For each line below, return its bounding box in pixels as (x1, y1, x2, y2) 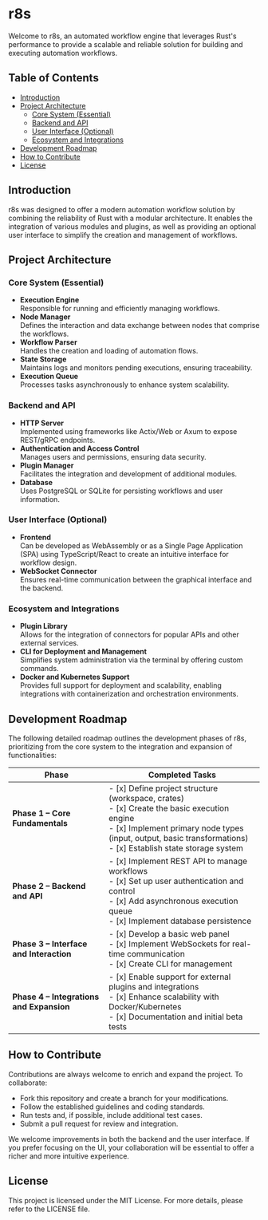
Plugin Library (19, 622, 68, 631)
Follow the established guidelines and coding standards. (19, 1102, 205, 1111)
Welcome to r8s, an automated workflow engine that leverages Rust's (8, 31, 237, 41)
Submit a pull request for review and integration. (19, 1119, 179, 1128)
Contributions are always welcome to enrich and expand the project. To (8, 1069, 243, 1079)
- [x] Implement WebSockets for (108, 938, 231, 950)
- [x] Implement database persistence (108, 915, 252, 926)
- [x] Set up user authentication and (108, 875, 244, 886)
